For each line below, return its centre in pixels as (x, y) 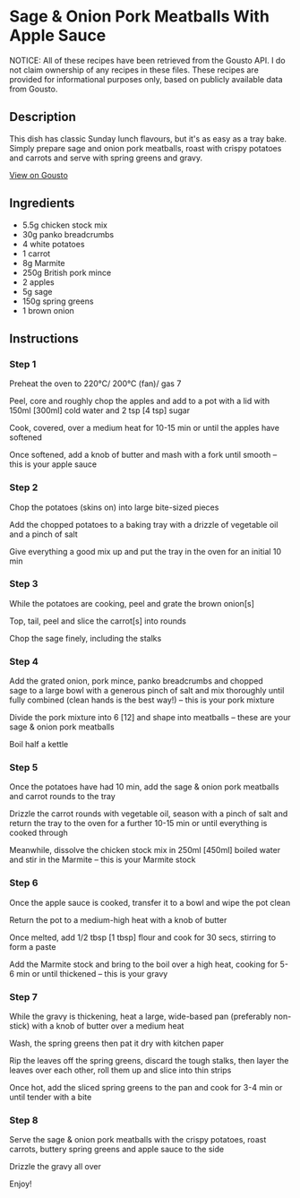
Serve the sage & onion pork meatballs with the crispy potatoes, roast (138, 1140)
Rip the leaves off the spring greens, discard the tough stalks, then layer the (149, 1061)
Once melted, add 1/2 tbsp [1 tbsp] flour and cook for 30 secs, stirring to (142, 937)
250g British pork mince (67, 272)
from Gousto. (34, 89)
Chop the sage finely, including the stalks (86, 638)
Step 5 (24, 768)
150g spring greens (58, 301)
